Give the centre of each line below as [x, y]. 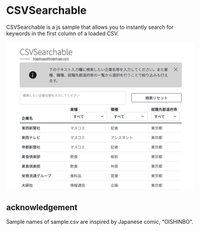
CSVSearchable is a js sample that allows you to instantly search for [90, 27]
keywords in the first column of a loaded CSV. [63, 33]
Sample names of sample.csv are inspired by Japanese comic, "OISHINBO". [100, 222]
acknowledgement [42, 208]
